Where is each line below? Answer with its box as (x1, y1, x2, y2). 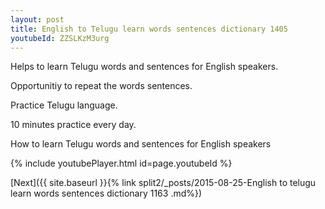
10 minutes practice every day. (10, 119, 137, 131)
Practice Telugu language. (10, 99, 118, 111)
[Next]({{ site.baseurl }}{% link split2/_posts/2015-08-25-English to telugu (10, 177, 317, 189)
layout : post (10, 14, 65, 25)
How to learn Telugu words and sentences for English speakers (10, 138, 272, 150)
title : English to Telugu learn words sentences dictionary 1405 (10, 24, 288, 34)
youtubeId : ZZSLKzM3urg (10, 33, 110, 43)
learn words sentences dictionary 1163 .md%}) (10, 187, 203, 200)
